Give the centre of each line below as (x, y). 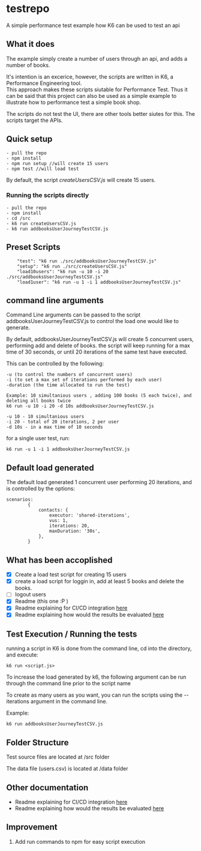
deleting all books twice (38, 401)
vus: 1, (58, 521)
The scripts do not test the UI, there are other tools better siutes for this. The (100, 114)
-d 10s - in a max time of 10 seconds (55, 427)
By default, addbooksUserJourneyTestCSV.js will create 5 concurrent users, (100, 339)
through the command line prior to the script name (68, 683)
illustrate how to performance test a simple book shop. (74, 102)
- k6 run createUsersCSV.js (41, 223)
